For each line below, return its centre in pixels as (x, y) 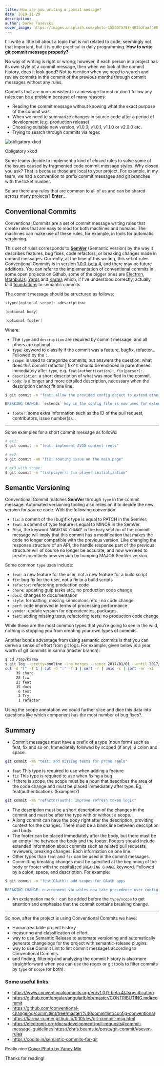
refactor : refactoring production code (51, 585)
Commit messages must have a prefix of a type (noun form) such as (81, 742)
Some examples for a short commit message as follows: (61, 432)
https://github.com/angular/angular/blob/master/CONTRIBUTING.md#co (85, 998)
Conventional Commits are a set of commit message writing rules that (75, 223)
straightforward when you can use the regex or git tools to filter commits (85, 964)
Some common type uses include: (39, 565)
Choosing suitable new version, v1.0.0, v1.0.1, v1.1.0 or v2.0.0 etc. (77, 127)
